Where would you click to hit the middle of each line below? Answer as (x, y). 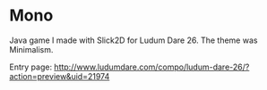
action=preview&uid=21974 (60, 76)
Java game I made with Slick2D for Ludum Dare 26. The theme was (133, 40)
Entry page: (30, 67)
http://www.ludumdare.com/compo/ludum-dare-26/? (151, 67)
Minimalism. (31, 49)
